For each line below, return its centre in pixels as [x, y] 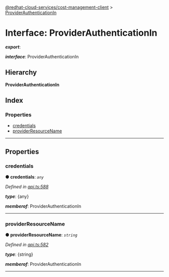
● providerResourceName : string [41, 235]
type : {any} [17, 196]
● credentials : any [25, 177]
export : [13, 47]
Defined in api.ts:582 [27, 245]
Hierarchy [21, 73]
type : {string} [19, 254]
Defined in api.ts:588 [27, 187]
